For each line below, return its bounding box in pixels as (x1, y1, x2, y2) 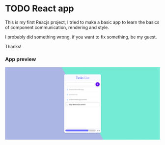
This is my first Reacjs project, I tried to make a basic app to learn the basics (5, 19, 160, 25)
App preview (5, 56, 36, 62)
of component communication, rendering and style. (5, 24, 110, 30)
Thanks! (5, 43, 22, 49)
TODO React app (5, 3, 74, 14)
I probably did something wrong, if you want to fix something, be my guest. (5, 34, 157, 40)
